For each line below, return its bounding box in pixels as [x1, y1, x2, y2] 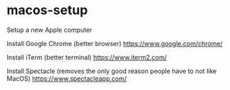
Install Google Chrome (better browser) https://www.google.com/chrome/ [6, 39, 223, 47]
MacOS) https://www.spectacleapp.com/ [6, 74, 127, 83]
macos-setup [6, 2, 88, 18]
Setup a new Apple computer [6, 26, 93, 34]
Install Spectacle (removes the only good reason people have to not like [6, 67, 217, 75]
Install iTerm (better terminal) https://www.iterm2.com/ [6, 52, 167, 62]
